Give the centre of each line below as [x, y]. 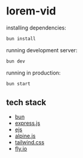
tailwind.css [30, 142]
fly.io [21, 149]
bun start [19, 84]
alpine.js [25, 136]
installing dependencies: [36, 28]
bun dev [16, 61]
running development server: [42, 50]
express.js [27, 123]
